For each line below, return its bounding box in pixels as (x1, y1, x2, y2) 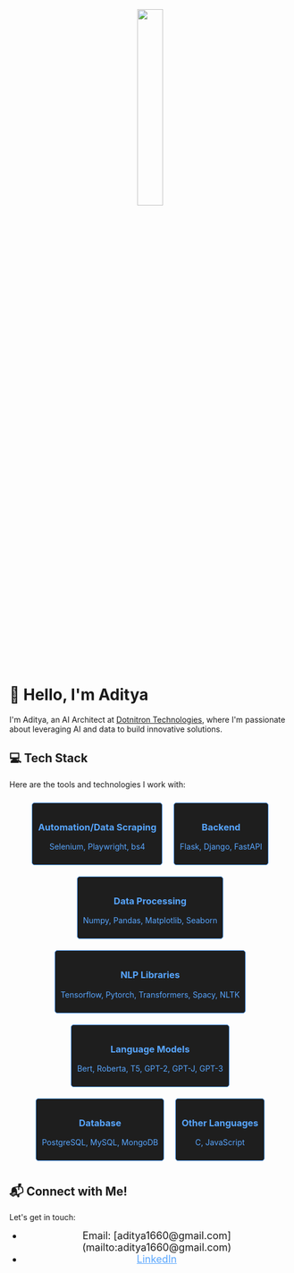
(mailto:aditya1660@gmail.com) (81, 1241, 232, 1254)
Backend (201, 820, 241, 833)
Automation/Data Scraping (38, 820, 157, 833)
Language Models (110, 1042, 190, 1055)
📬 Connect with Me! (9, 1184, 128, 1199)
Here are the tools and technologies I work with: (9, 778, 186, 790)
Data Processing (113, 895, 188, 907)
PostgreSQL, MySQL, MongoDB (41, 1137, 159, 1148)
